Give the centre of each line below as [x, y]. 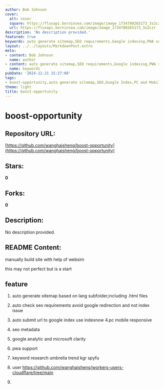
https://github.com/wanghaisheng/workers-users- [73, 367]
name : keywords [25, 69]
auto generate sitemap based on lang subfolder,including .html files [80, 296]
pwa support [25, 348]
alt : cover [20, 19]
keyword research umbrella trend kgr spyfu [55, 358]
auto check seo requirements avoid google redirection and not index [81, 305]
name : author [23, 60]
